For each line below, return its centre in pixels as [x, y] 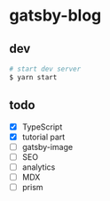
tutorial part [43, 137]
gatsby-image [47, 147]
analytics [39, 167]
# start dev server [45, 69]
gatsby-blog [55, 16]
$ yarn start [33, 77]
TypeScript [42, 127]
